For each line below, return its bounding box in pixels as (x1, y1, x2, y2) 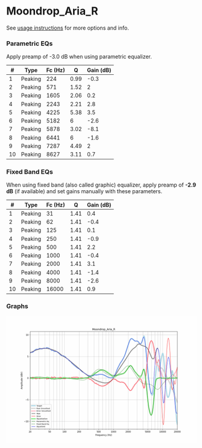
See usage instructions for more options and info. (6, 24, 130, 31)
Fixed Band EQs (6, 167, 53, 176)
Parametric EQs (6, 39, 53, 48)
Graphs (6, 302, 28, 310)
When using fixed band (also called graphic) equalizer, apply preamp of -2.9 (6, 181, 197, 188)
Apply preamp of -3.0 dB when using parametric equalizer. (6, 53, 153, 60)
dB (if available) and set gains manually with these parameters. (6, 188, 163, 195)
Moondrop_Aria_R (6, 4, 98, 18)
